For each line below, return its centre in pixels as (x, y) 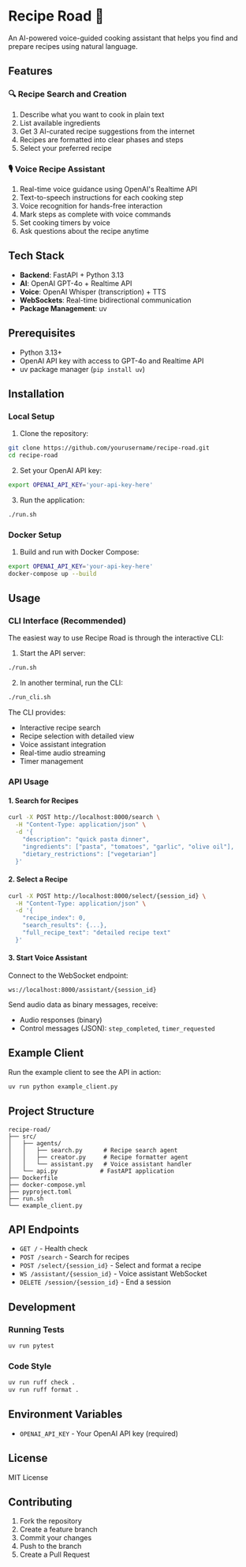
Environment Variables (65, 1414)
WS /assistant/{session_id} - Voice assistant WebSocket (113, 1274)
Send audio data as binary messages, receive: (83, 1005)
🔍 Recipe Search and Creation (68, 94)
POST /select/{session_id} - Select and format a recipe (110, 1265)
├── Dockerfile (33, 1178)
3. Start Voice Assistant (48, 958)
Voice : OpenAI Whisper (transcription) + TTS (93, 291)
